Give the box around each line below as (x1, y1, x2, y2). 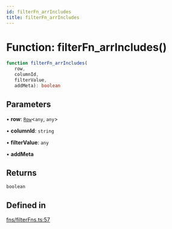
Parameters (6, 99, 51, 110)
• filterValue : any (6, 139, 49, 146)
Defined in (6, 200, 46, 210)
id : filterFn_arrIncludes (6, 8, 71, 15)
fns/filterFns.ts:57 (6, 216, 50, 224)
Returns (6, 168, 37, 178)
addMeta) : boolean (14, 83, 61, 89)
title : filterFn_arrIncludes (6, 14, 80, 20)
